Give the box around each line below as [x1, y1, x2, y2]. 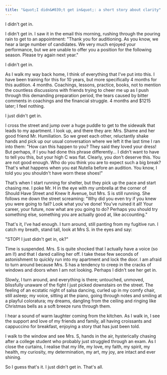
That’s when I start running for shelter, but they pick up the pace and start [5, 180, 156, 186]
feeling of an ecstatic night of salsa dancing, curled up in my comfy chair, [5, 287, 156, 293]
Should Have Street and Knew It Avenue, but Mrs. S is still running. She [5, 190, 151, 196]
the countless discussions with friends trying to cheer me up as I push [5, 87, 149, 93]
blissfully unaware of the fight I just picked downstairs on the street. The [5, 282, 154, 288]
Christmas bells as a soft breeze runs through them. [5, 303, 111, 309]
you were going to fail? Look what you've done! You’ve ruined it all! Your [5, 200, 153, 207]
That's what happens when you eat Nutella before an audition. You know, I [5, 165, 158, 171]
